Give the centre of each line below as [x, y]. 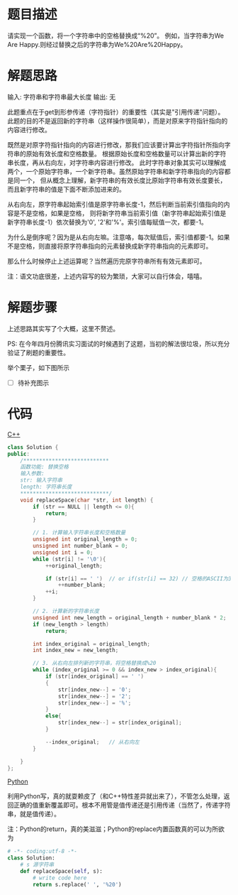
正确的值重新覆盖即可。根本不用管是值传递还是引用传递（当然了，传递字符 [122, 805]
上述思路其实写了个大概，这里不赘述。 [63, 328]
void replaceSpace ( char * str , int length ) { [87, 500]
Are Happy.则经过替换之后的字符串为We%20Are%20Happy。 [97, 44]
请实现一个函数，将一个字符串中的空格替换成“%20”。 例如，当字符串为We [116, 36]
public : [19, 454]
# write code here [60, 878]
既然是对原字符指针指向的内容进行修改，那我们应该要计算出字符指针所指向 [116, 145]
